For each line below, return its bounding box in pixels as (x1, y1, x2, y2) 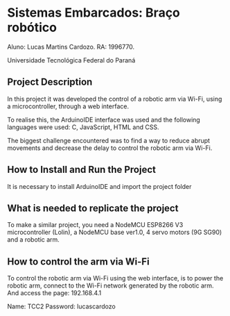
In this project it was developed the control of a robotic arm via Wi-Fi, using (7, 94, 222, 103)
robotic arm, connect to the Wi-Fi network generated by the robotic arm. (7, 281, 214, 290)
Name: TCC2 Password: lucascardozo (7, 302, 116, 310)
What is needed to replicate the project (7, 202, 179, 214)
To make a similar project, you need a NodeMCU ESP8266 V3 (7, 221, 184, 229)
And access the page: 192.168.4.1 (7, 289, 102, 297)
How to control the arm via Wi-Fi (7, 256, 150, 267)
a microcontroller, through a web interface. (7, 102, 130, 110)
